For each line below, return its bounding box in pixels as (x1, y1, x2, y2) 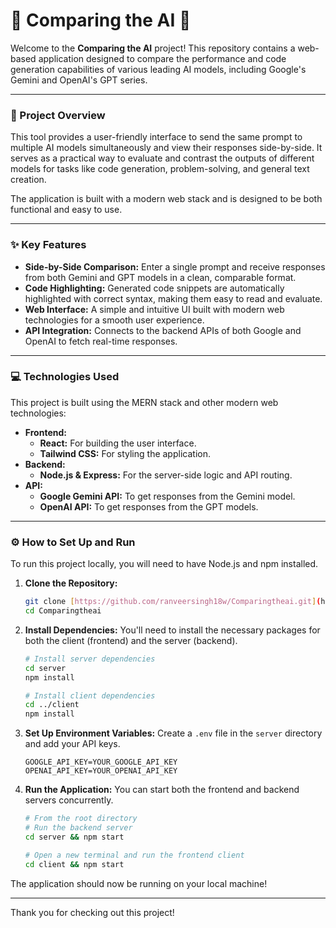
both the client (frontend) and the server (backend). (24, 634, 238, 646)
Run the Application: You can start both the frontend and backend (24, 784, 300, 796)
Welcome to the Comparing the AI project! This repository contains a (10, 42, 296, 54)
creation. (10, 174, 47, 186)
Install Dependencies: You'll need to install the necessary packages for (24, 624, 321, 636)
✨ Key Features (10, 238, 87, 252)
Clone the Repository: (24, 577, 118, 589)
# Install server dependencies (24, 654, 156, 664)
